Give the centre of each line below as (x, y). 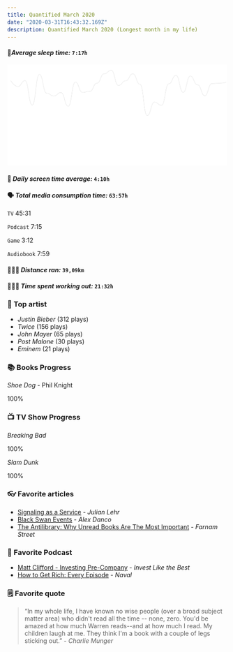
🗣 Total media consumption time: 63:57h (68, 195)
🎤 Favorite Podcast (40, 552)
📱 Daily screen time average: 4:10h (59, 179)
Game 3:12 (20, 240)
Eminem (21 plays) (44, 348)
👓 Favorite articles (41, 494)
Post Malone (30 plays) (51, 341)
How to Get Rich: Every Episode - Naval (75, 575)
